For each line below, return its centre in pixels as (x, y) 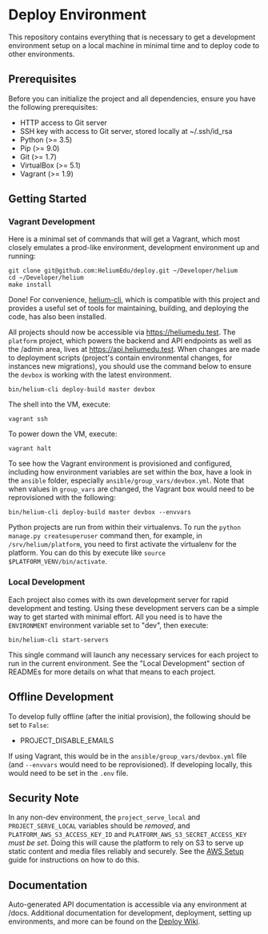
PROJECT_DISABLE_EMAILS (67, 740)
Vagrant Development (52, 222)
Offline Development (61, 697)
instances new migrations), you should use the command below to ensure (130, 366)
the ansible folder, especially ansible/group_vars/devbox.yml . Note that (126, 481)
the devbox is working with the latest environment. (90, 375)
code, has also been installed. (57, 317)
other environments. (42, 54)
